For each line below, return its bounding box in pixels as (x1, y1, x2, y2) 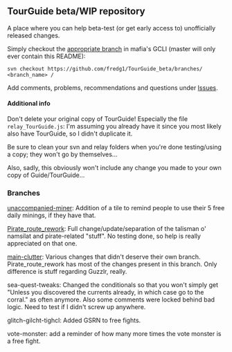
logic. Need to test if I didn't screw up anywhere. (7, 303, 146, 311)
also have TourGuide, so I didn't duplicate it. (7, 129, 133, 138)
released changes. (7, 31, 60, 39)
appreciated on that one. (7, 239, 78, 248)
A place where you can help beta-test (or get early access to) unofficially (7, 24, 216, 32)
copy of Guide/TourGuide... (7, 171, 85, 179)
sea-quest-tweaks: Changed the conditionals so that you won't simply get (7, 281, 218, 289)
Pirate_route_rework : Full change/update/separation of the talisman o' (7, 225, 206, 233)
